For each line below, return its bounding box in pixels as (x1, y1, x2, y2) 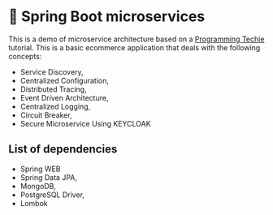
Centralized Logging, (19, 101, 91, 111)
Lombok (19, 198, 49, 208)
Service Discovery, (19, 67, 84, 76)
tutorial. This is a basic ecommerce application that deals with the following (8, 42, 261, 52)
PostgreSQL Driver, (19, 190, 85, 200)
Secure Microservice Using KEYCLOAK (19, 118, 152, 128)
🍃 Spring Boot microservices (8, 7, 206, 26)
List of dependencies (8, 142, 118, 157)
